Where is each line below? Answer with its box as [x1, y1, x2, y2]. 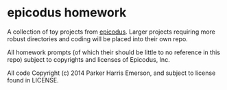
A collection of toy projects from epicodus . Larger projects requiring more [7, 27, 216, 36]
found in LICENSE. [7, 76, 60, 84]
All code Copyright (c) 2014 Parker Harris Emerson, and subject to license [7, 69, 216, 77]
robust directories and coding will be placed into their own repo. [7, 34, 189, 43]
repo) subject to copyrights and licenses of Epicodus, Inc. [7, 55, 170, 63]
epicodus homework [7, 5, 127, 21]
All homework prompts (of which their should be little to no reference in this [7, 48, 221, 56]
